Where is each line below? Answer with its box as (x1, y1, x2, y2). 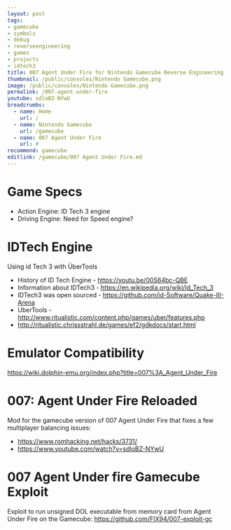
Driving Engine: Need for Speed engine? (17, 215, 134, 223)
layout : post (7, 10, 45, 18)
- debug (7, 36, 30, 43)
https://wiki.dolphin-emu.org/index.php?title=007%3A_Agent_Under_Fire (7, 368, 218, 376)
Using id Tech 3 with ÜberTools (7, 262, 98, 271)
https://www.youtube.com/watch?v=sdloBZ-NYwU (17, 444, 164, 453)
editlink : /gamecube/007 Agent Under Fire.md (7, 154, 142, 161)
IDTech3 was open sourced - (17, 290, 101, 299)
